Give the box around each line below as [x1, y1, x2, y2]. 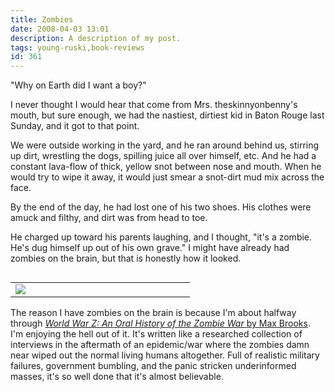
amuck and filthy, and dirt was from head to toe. [10, 212, 208, 224]
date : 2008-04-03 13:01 [10, 24, 110, 34]
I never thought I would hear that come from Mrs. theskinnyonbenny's [10, 99, 298, 111]
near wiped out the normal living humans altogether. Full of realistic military [10, 349, 320, 361]
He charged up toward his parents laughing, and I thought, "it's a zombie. [10, 231, 313, 243]
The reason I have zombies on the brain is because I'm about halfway [10, 307, 297, 319]
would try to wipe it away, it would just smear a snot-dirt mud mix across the [10, 171, 325, 183]
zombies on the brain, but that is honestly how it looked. [10, 252, 242, 265]
